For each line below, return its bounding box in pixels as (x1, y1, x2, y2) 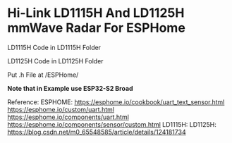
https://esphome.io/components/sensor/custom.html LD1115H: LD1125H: (7, 120, 217, 128)
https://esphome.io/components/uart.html (7, 113, 129, 121)
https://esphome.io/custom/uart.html (7, 105, 115, 113)
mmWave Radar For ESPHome (7, 20, 185, 36)
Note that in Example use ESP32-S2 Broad (7, 84, 133, 92)
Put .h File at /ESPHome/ (7, 70, 79, 79)
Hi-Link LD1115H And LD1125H (7, 5, 185, 21)
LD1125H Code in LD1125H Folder (7, 56, 104, 65)
